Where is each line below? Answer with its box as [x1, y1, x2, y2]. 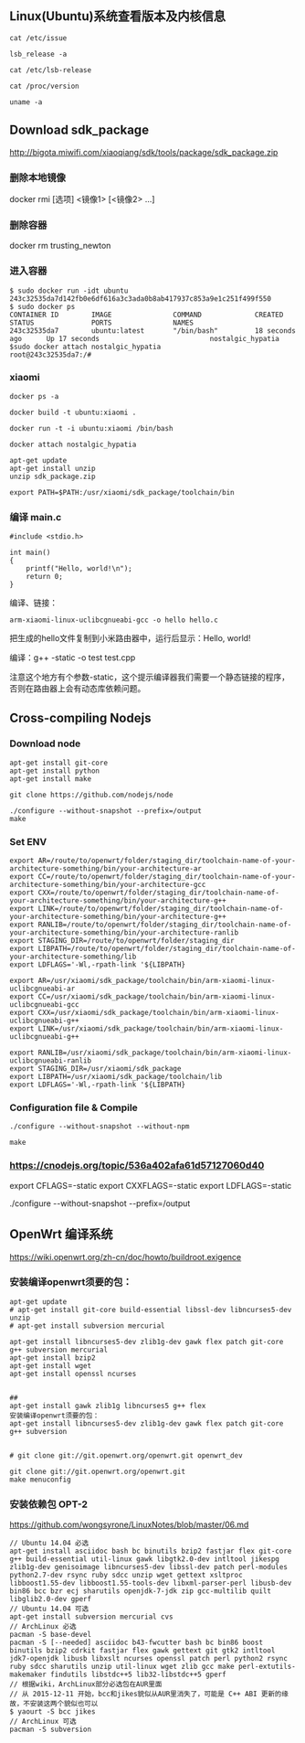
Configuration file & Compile [9, 1101, 139, 1114]
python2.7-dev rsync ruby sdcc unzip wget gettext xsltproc [9, 1571, 244, 1580]
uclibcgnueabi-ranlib [9, 1056, 92, 1065]
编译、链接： [9, 597, 58, 608]
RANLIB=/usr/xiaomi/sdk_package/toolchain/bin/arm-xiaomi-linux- [37, 1048, 292, 1058]
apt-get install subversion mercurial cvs [9, 1612, 174, 1621]
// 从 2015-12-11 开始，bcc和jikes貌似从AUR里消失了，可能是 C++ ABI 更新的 [9, 1690, 282, 1699]
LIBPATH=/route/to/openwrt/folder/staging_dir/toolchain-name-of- [37, 945, 297, 954]
